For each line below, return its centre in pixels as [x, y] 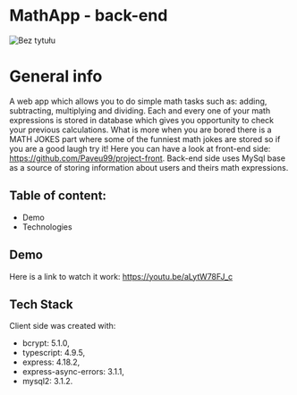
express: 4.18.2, [51, 362]
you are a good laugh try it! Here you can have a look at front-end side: [140, 148]
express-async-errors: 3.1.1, [73, 372]
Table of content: [58, 196]
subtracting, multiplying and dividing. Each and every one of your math [140, 110]
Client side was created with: [63, 326]
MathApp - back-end [89, 16]
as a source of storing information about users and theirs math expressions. [149, 167]
